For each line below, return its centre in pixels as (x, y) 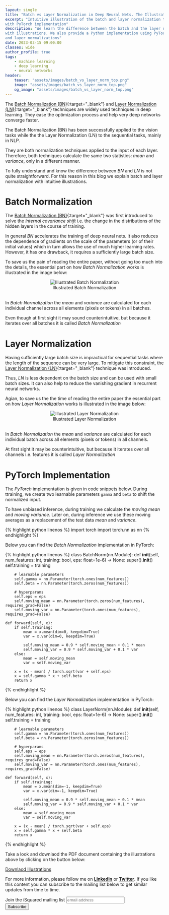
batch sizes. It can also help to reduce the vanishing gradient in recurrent (81, 383)
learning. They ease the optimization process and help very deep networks (83, 114)
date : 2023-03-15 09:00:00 (33, 43)
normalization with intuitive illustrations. (46, 181)
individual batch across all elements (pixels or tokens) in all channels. (77, 439)
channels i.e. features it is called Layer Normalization (60, 454)
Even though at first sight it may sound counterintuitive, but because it (78, 318)
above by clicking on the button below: (45, 860)
